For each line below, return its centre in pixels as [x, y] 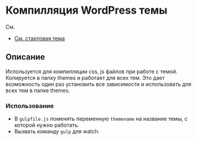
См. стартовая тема [39, 38]
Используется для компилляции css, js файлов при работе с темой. [92, 71]
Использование [30, 106]
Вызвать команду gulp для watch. [57, 131]
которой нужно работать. [47, 125]
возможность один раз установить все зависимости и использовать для [98, 84]
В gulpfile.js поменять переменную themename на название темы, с [101, 119]
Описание [25, 57]
